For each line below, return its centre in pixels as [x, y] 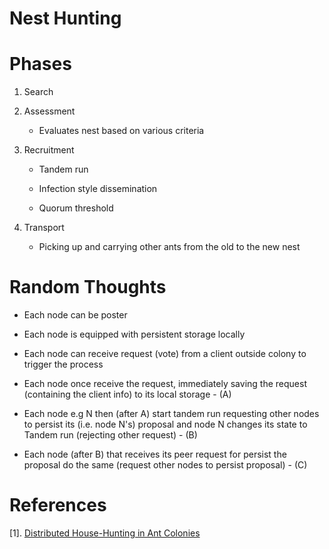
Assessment [49, 111]
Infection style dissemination [98, 189]
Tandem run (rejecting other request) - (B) [110, 435]
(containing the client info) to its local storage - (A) [127, 394]
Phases [40, 64]
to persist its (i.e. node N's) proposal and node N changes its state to [165, 424]
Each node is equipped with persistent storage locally [134, 334]
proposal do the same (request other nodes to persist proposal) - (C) [165, 465]
